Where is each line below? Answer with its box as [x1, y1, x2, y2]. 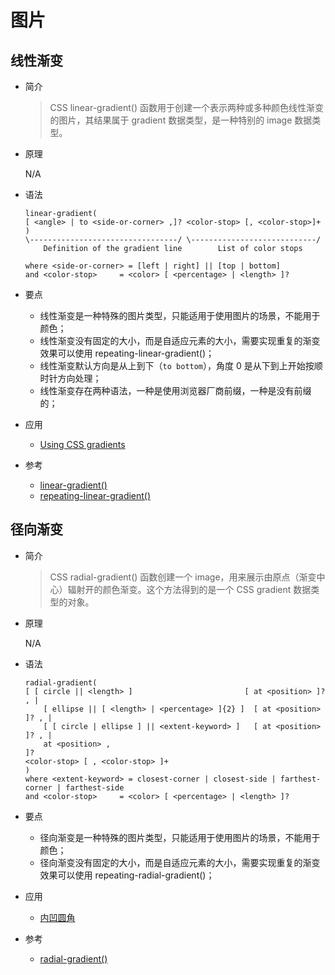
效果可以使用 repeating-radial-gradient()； [39, 869, 215, 881]
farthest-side [65, 782, 125, 793]
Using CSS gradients [39, 439, 126, 450]
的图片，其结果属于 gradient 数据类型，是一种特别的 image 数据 [49, 114, 313, 126]
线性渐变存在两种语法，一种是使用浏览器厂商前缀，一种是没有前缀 [39, 385, 312, 396]
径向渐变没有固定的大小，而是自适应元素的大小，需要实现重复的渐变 [39, 856, 321, 868]
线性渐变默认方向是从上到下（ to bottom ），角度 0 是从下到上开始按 [39, 360, 315, 371]
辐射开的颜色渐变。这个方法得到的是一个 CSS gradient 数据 [67, 583, 312, 595]
